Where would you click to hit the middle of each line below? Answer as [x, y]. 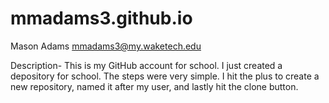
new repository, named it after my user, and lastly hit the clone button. [154, 86]
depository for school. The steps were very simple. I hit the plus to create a [165, 76]
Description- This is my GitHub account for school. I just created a [146, 65]
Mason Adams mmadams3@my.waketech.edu [106, 46]
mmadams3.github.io [101, 18]
